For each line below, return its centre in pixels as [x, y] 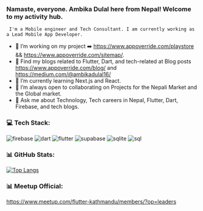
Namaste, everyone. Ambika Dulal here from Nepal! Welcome [99, 9]
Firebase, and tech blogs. [47, 107]
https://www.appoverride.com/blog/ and [66, 68]
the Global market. [38, 94]
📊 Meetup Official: [35, 186]
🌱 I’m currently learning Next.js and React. [68, 81]
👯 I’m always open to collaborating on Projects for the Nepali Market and [106, 88]
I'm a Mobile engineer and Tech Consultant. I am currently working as [102, 29]
